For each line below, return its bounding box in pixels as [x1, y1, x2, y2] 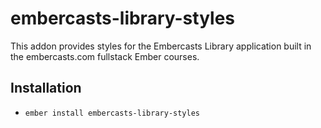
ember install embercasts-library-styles [24, 108, 200, 118]
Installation [10, 80, 82, 97]
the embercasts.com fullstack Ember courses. [10, 50, 200, 62]
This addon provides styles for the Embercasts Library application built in [10, 40, 312, 52]
